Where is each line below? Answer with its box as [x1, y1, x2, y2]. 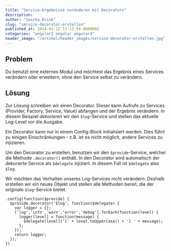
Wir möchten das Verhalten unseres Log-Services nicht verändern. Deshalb [5, 175, 165, 181]
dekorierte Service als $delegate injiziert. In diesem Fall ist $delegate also [5, 160, 159, 166]
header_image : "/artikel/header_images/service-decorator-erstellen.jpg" [5, 36, 166, 41]
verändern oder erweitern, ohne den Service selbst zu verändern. [5, 74, 143, 80]
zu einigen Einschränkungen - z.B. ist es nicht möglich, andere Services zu [5, 134, 163, 140]
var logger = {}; [14, 205, 52, 210]
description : [5, 12, 33, 17]
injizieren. [5, 139, 26, 146]
